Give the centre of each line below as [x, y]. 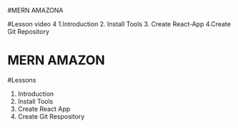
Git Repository [29, 32]
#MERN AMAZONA [35, 10]
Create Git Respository [51, 116]
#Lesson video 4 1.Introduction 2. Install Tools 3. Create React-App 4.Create [119, 24]
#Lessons [22, 80]
